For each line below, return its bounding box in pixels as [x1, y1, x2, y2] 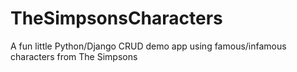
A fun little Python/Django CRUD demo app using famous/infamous [10, 40, 287, 52]
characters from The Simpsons [10, 50, 138, 62]
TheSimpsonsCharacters [10, 7, 223, 30]
